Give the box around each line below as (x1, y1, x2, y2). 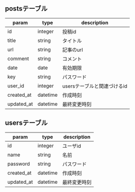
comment (7, 55, 29, 62)
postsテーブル (5, 4, 47, 13)
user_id (7, 82, 24, 89)
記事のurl (62, 46, 83, 53)
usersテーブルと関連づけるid (62, 83, 127, 89)
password (7, 160, 30, 167)
